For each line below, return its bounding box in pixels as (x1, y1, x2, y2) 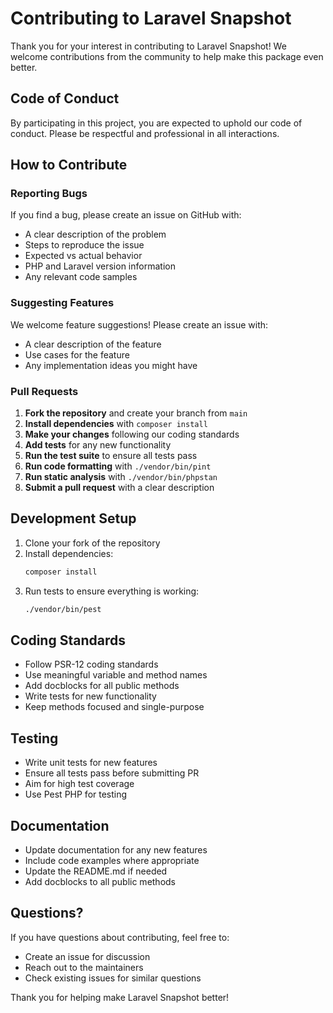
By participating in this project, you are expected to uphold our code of (10, 117, 303, 129)
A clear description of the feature (24, 338, 162, 350)
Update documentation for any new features (24, 844, 208, 856)
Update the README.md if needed (24, 865, 168, 877)
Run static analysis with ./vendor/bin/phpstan (24, 471, 218, 483)
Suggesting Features (10, 296, 115, 310)
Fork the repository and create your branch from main (24, 407, 248, 419)
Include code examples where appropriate (24, 855, 200, 867)
